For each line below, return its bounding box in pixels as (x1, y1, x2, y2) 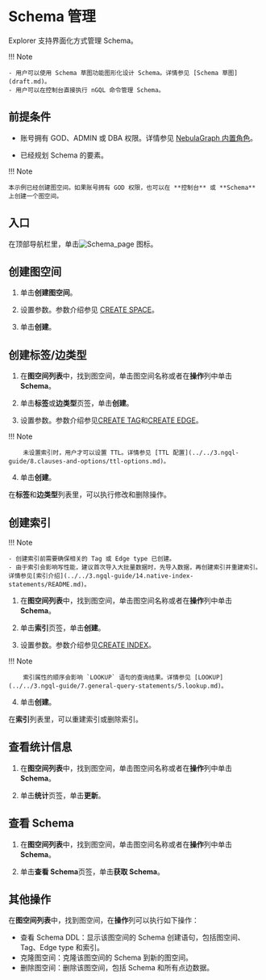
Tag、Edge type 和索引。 (19, 943, 105, 953)
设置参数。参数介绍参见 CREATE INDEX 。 (19, 640, 156, 650)
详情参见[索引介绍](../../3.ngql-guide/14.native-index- (8, 572, 194, 580)
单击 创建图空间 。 (19, 288, 77, 297)
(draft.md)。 (8, 78, 51, 86)
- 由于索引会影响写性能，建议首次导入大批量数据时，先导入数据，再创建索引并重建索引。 (8, 563, 262, 571)
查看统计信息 (8, 740, 73, 754)
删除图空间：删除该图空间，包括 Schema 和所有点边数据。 (19, 963, 214, 973)
